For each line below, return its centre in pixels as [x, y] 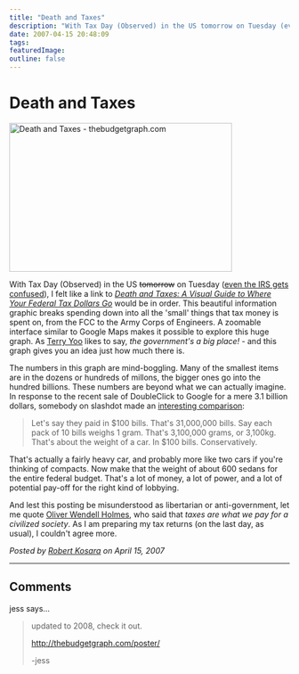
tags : [19, 42]
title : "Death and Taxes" [57, 17]
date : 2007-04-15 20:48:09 [59, 34]
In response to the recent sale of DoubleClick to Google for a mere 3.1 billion [149, 396]
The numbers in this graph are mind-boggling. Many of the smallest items [144, 367]
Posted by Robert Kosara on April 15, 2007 [87, 550]
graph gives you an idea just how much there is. [97, 350]
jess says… [30, 608]
